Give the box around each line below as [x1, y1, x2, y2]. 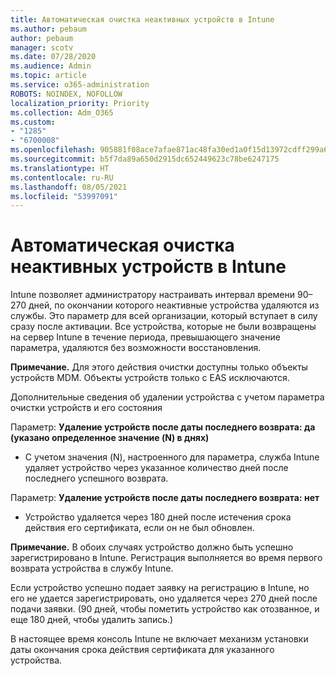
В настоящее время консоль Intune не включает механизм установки [10, 633, 309, 645]
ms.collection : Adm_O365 [10, 107, 114, 118]
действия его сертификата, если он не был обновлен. [24, 522, 255, 534]
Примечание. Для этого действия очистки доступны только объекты [10, 361, 308, 373]
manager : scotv [10, 42, 74, 53]
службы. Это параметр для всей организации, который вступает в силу [10, 310, 318, 322]
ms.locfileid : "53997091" [10, 191, 118, 201]
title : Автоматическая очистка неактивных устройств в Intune [10, 14, 275, 25]
